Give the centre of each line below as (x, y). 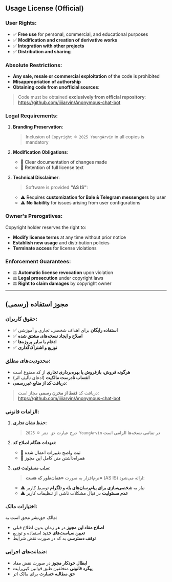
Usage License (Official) (45, 8)
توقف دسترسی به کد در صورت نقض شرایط (54, 538)
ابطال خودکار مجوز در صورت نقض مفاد (50, 563)
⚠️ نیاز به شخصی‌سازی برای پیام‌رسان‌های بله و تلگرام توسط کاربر (82, 488)
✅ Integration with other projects (48, 46)
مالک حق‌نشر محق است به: (31, 517)
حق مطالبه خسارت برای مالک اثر (44, 574)
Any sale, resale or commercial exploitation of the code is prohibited (86, 76)
